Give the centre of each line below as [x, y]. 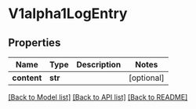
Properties [34, 43]
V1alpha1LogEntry [68, 14]
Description [99, 65]
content [27, 78]
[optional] [146, 78]
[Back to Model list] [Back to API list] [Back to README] [98, 97]
